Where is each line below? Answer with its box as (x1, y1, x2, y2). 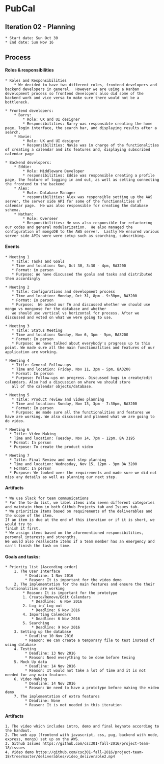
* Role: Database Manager (23, 190, 76, 195)
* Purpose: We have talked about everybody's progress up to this (11, 341, 151, 346)
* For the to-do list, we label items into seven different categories (5, 500, 155, 505)
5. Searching (23, 621, 50, 626)
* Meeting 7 (5, 453, 29, 458)
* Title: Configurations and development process (11, 289, 115, 294)
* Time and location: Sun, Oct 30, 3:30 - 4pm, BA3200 (11, 263, 126, 268)
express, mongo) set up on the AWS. (5, 737, 80, 742)
